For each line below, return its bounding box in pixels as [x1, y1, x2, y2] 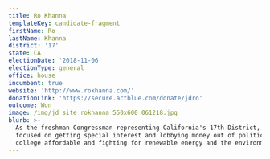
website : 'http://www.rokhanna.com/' [8, 86, 135, 95]
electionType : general [8, 64, 84, 72]
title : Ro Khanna [8, 11, 67, 20]
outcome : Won [8, 101, 52, 109]
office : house [8, 71, 56, 79]
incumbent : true [8, 79, 63, 87]
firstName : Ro [8, 26, 56, 35]
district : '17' [8, 42, 59, 50]
